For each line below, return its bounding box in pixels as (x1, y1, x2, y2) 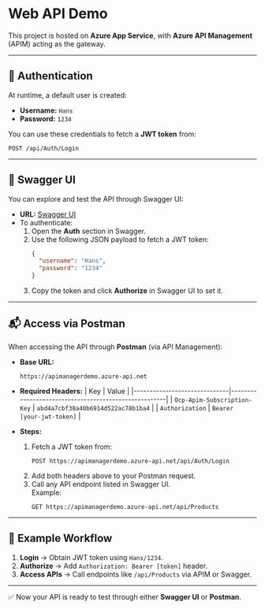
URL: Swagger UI (19, 210, 77, 219)
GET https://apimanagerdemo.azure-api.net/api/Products (31, 503, 219, 511)
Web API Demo (8, 5, 108, 23)
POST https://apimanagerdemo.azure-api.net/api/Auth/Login (31, 457, 230, 465)
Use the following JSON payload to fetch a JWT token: (31, 234, 209, 244)
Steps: (19, 426, 42, 436)
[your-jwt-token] (19, 413, 77, 421)
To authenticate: (19, 217, 73, 227)
